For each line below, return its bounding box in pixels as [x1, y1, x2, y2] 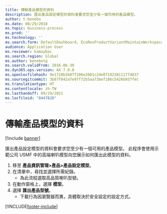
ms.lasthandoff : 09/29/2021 [5, 91, 64, 96]
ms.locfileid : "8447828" [5, 95, 57, 100]
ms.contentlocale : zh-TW [5, 86, 57, 91]
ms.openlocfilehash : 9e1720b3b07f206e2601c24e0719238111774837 [5, 72, 139, 77]
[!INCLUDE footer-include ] [5, 204, 58, 210]
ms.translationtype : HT [5, 81, 55, 86]
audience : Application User [5, 44, 64, 49]
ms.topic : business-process [5, 26, 64, 31]
